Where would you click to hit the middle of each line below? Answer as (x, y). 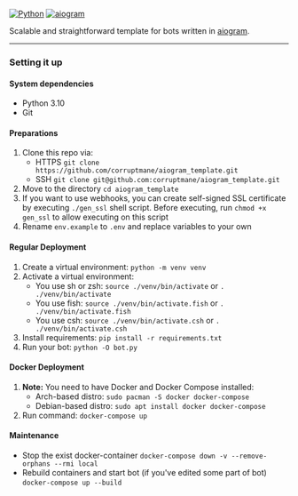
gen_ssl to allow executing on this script (95, 217)
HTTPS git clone (67, 162)
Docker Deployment (47, 367)
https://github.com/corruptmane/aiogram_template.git (137, 171)
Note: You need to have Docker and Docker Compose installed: (138, 387)
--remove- (249, 456)
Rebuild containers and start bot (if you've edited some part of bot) (145, 472)
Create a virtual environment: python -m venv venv (114, 267)
